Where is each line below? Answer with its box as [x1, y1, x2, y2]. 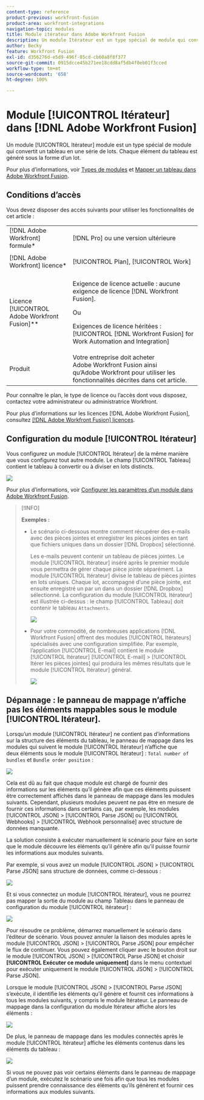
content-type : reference [6, 9, 69, 15]
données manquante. [6, 824, 59, 831]
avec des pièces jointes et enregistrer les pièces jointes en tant [30, 534, 188, 541]
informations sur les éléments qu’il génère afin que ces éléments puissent [6, 785, 191, 793]
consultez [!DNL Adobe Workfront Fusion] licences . [6, 416, 135, 423]
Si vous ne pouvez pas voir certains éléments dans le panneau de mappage [6, 1068, 196, 1076]
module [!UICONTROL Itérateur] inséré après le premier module [30, 559, 189, 566]
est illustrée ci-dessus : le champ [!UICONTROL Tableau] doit [30, 597, 184, 605]
